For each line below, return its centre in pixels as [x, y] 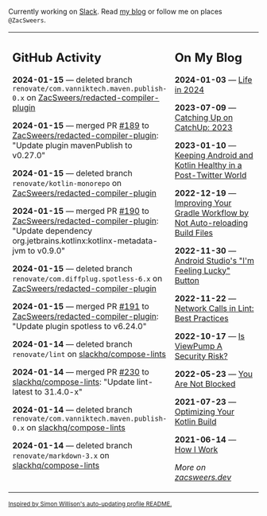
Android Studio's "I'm [214, 260]
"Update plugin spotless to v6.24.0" [79, 326]
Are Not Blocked [205, 383]
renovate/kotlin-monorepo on [67, 183]
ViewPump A [198, 346]
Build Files [193, 232]
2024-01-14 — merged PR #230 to [81, 371]
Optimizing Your [205, 411]
